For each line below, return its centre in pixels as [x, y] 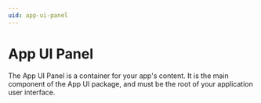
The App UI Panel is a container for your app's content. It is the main [118, 76]
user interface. [32, 92]
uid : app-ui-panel [38, 15]
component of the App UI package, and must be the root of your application [130, 83]
